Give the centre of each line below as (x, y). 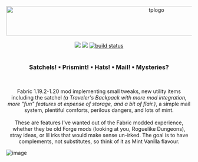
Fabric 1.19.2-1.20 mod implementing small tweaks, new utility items (99, 91)
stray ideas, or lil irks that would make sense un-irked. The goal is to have (99, 135)
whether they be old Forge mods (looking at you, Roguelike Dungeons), (99, 129)
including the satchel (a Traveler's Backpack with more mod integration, (99, 98)
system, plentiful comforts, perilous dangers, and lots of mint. (99, 110)
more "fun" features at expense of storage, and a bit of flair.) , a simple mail (99, 104)
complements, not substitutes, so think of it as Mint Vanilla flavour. (99, 141)
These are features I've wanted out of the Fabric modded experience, (99, 123)
